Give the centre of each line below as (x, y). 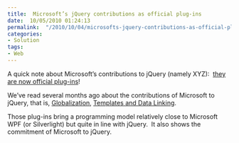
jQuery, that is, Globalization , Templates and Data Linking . (92, 102)
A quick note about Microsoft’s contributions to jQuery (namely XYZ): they (117, 74)
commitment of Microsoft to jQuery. (60, 132)
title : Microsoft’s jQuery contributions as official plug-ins (105, 14)
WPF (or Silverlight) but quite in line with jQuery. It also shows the (104, 124)
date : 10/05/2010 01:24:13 (49, 21)
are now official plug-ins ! (44, 81)
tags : (15, 47)
